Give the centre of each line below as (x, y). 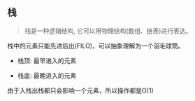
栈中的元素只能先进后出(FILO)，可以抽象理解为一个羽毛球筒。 (96, 46)
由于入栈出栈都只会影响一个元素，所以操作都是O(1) (80, 90)
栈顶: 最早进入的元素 (47, 60)
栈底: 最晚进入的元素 (47, 75)
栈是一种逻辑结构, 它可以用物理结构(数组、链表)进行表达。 (108, 31)
